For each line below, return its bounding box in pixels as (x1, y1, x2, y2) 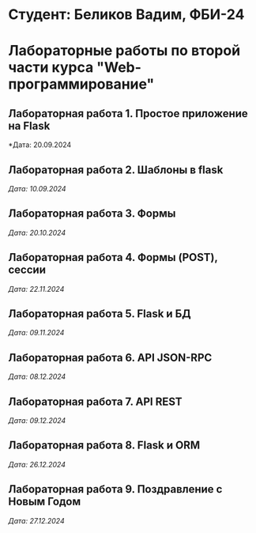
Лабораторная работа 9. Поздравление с (8, 482, 223, 496)
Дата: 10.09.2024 (8, 184, 66, 193)
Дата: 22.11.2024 (8, 284, 65, 293)
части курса (8, 59, 94, 77)
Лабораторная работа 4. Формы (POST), (8, 251, 218, 264)
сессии (8, 263, 46, 277)
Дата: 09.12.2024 (8, 416, 66, 425)
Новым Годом (8, 495, 81, 508)
